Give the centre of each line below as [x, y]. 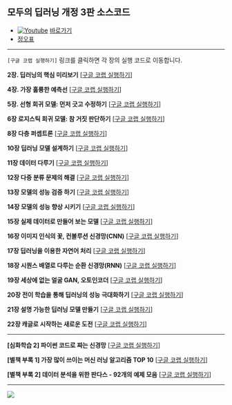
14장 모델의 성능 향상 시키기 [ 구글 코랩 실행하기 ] [71, 206]
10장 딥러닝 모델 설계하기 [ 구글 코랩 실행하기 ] [68, 148]
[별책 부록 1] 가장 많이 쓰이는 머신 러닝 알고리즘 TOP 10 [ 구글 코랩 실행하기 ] [108, 359]
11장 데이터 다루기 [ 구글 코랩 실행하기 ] [58, 162]
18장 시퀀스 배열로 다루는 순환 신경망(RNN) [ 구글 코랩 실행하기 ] [92, 265]
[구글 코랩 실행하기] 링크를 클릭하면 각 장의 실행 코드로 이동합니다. [95, 60]
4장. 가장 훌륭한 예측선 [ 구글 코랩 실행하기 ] [65, 89]
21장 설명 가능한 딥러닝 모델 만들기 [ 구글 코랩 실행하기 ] [80, 309]
